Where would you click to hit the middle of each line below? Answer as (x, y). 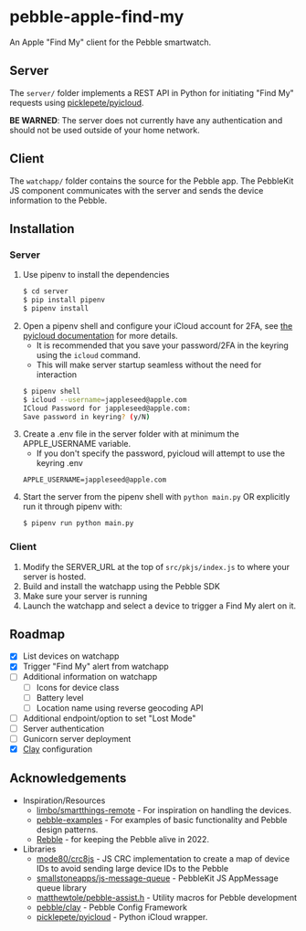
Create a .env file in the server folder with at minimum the (131, 434)
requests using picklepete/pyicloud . (77, 102)
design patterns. (67, 830)
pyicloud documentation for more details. (100, 335)
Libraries (39, 849)
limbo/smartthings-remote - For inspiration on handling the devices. (164, 809)
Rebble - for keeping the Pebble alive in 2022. (123, 839)
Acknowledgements (68, 778)
